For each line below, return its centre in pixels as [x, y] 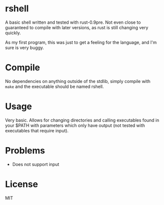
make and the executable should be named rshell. [55, 86]
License [22, 184]
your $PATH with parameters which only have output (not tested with [75, 125]
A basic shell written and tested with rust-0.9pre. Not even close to [73, 22]
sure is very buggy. [25, 47]
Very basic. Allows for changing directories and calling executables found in [82, 120]
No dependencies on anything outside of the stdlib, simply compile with [78, 81]
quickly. [13, 33]
